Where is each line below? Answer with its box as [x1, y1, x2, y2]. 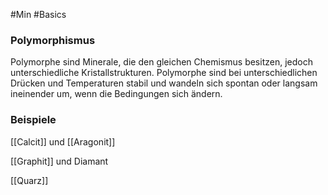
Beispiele [10, 113, 57, 127]
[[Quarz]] [10, 174, 49, 186]
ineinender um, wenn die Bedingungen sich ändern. [10, 88, 223, 100]
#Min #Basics [10, 9, 67, 20]
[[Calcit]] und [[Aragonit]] [10, 135, 116, 148]
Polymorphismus [10, 33, 96, 47]
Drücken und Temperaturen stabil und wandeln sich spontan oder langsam [10, 77, 318, 89]
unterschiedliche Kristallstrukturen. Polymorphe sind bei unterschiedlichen [10, 67, 318, 79]
